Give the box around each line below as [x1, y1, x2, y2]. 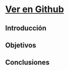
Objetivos [5, 41, 36, 49]
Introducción [5, 24, 47, 32]
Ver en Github [5, 4, 64, 15]
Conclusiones [5, 58, 50, 67]
